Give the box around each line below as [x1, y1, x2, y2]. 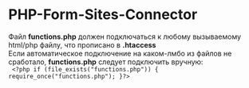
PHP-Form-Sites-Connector [8, 6, 198, 24]
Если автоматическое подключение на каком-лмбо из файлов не [8, 48, 232, 58]
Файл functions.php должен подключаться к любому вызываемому [8, 32, 242, 41]
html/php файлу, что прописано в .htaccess [8, 40, 156, 49]
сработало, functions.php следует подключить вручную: [8, 57, 204, 67]
